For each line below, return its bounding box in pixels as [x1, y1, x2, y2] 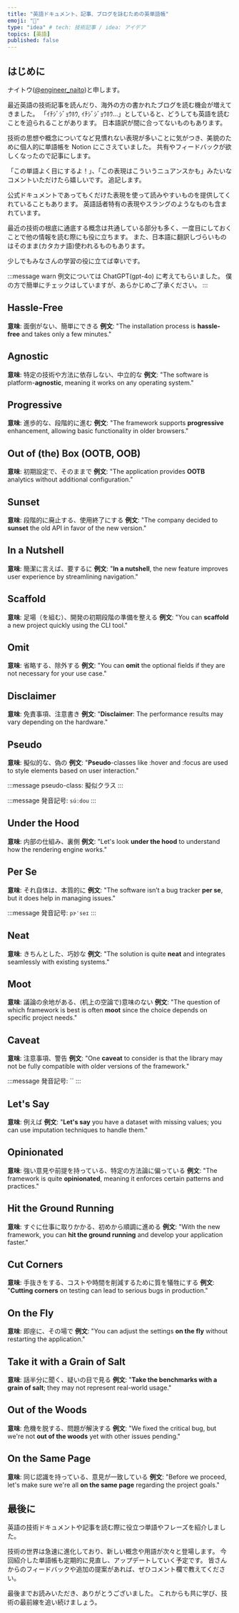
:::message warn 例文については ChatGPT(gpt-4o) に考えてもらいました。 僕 [7, 272, 233, 280]
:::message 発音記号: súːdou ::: [7, 796, 96, 805]
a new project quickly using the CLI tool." [7, 621, 128, 629]
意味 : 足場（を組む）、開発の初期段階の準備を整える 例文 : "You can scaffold [7, 613, 230, 621]
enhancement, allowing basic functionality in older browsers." [7, 427, 189, 435]
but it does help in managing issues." [7, 893, 116, 902]
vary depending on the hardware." [7, 718, 108, 726]
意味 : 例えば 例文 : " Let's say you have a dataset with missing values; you [7, 1117, 222, 1126]
